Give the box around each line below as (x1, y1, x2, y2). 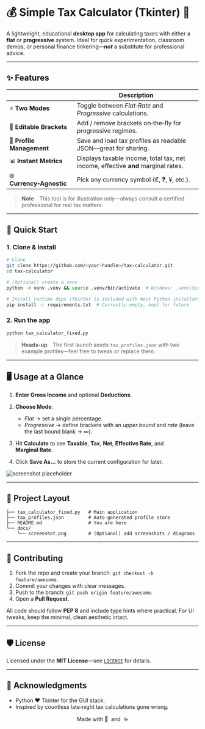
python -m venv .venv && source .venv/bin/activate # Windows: (6, 285, 173, 291)
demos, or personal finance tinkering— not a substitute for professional (6, 43, 185, 50)
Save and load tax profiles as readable (76, 136, 187, 145)
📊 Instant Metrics (9, 157, 63, 166)
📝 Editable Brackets (9, 122, 68, 131)
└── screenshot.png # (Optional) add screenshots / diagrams (17, 530, 195, 537)
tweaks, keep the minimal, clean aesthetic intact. (6, 614, 129, 621)
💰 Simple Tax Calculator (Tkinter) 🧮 (6, 5, 190, 20)
